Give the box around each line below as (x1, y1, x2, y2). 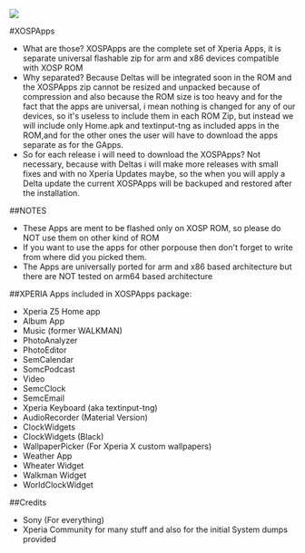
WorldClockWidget (22, 480, 93, 490)
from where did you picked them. (22, 252, 147, 262)
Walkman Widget (22, 470, 87, 480)
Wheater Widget (22, 461, 84, 471)
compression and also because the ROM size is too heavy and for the (22, 92, 283, 102)
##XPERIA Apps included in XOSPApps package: (9, 288, 192, 299)
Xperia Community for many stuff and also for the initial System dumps (22, 524, 289, 535)
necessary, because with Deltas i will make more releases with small (22, 159, 279, 170)
